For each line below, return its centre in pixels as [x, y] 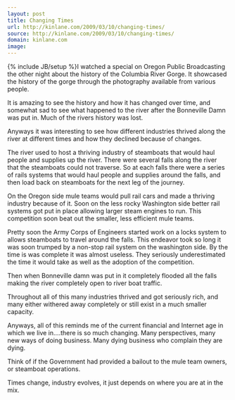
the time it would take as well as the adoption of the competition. [101, 262]
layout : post [26, 14]
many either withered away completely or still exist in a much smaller [107, 304]
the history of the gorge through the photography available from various [112, 81]
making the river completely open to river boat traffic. [85, 283]
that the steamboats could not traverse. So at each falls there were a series [116, 167]
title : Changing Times [40, 20]
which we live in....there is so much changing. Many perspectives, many [112, 333]
